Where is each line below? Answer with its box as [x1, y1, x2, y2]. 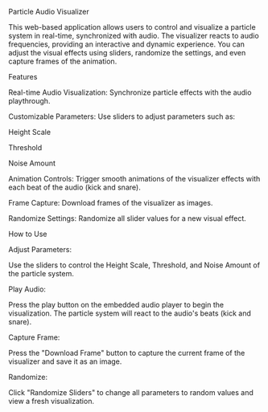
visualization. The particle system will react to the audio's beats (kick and [8, 308, 251, 318]
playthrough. [8, 96, 51, 105]
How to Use [8, 229, 47, 239]
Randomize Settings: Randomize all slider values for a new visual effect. [8, 214, 247, 223]
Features [8, 72, 38, 81]
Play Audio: [8, 284, 47, 294]
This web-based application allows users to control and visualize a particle [8, 22, 256, 31]
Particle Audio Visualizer [8, 7, 90, 16]
